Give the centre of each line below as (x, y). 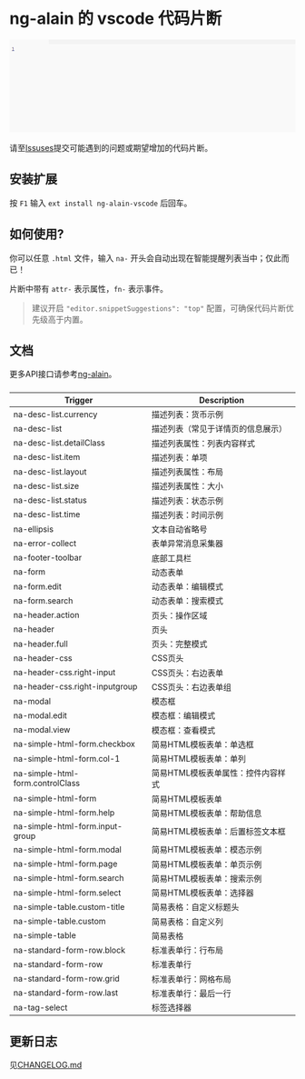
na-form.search (43, 600)
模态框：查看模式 (183, 730)
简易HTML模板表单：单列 (199, 759)
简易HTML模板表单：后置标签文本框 (218, 832)
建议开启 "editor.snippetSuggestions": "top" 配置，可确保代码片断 (159, 308)
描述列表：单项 (179, 457)
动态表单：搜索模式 (187, 601)
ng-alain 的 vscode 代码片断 (116, 19)
